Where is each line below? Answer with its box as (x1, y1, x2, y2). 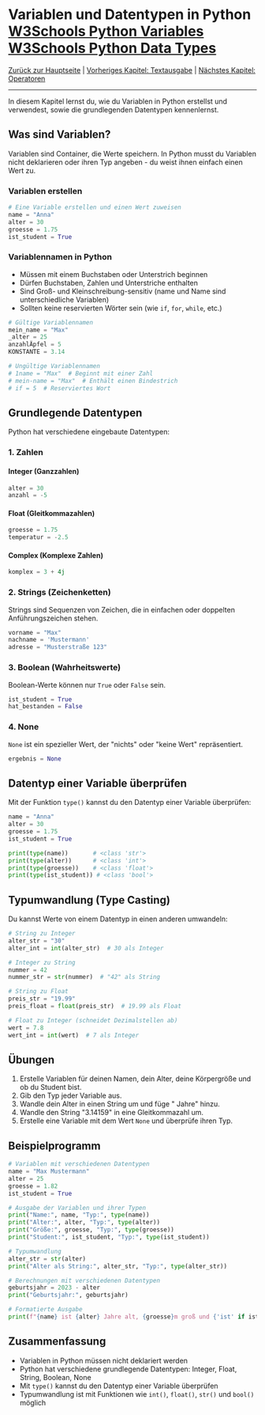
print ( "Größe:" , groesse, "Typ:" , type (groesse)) (8, 1226, 175, 1234)
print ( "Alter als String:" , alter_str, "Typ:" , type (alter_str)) (8, 1262, 227, 1270)
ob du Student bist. (19, 1083, 82, 1092)
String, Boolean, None (19, 1372, 92, 1382)
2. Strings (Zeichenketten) (8, 587, 112, 598)
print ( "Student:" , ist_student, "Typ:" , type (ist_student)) (8, 1233, 211, 1242)
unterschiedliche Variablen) (19, 294, 110, 304)
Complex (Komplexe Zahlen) (8, 550, 104, 560)
